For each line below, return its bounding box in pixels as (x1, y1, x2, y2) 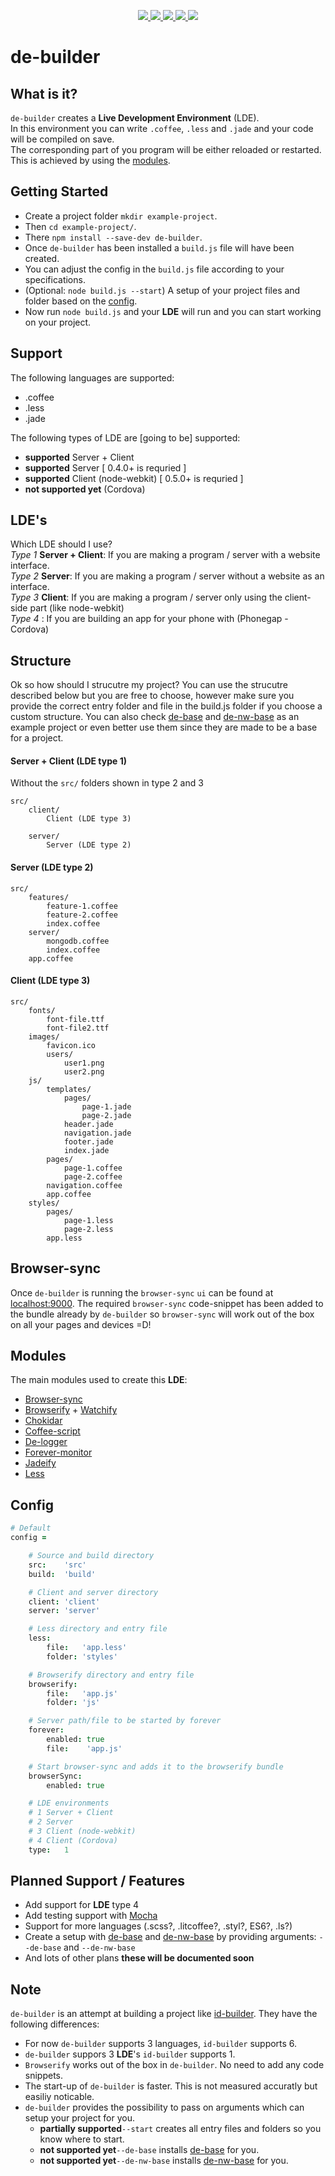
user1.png (63, 1058, 105, 1068)
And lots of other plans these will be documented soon (24, 1952, 255, 1964)
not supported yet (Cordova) (24, 483, 146, 495)
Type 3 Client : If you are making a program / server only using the (10, 591, 283, 604)
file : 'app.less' (46, 1643, 128, 1653)
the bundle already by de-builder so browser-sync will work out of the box (10, 1308, 315, 1320)
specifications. (24, 273, 86, 285)
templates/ (46, 1084, 92, 1094)
